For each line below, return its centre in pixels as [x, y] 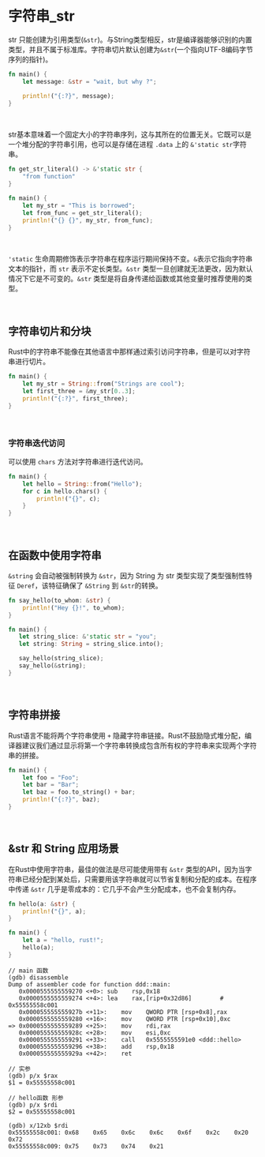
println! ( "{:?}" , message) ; [68, 96]
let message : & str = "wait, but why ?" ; [90, 81]
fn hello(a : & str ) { [42, 904]
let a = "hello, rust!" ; [63, 941]
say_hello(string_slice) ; [61, 659]
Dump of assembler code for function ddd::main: [90, 984]
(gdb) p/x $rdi [33, 1105]
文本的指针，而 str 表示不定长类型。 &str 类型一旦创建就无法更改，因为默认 [131, 269]
